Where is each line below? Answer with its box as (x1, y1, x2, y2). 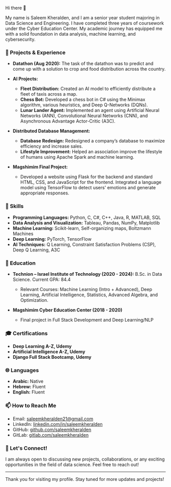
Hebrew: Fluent (12, 384, 46, 390)
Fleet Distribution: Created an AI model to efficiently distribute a (20, 85, 156, 92)
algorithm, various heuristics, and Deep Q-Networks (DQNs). (20, 102, 148, 108)
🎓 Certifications (5, 330, 48, 337)
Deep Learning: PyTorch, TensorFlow (12, 236, 92, 242)
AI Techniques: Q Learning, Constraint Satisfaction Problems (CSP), (12, 241, 156, 247)
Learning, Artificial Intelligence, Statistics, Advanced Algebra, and (20, 292, 158, 298)
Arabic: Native (12, 378, 44, 384)
